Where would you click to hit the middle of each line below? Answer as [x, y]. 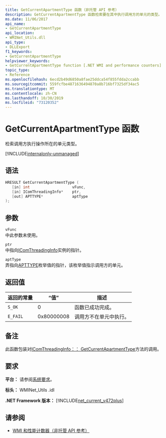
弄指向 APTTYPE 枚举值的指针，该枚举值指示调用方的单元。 [65, 265]
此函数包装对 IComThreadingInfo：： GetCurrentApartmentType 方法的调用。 [83, 349]
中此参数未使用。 [23, 235]
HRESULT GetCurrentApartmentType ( [42, 182]
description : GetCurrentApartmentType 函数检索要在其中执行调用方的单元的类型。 [83, 14]
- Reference [17, 75]
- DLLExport [17, 47]
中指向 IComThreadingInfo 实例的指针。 [45, 250]
